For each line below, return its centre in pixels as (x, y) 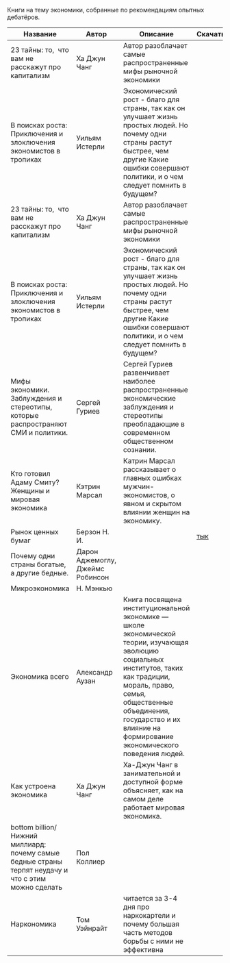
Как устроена (33, 786)
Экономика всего (40, 676)
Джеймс (90, 569)
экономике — (146, 617)
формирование (148, 737)
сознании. (140, 450)
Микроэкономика (40, 588)
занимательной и (152, 773)
